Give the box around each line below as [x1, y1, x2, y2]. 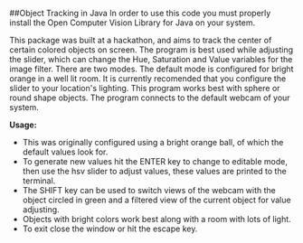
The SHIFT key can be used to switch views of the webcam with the [22, 185, 276, 195]
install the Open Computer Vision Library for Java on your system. [9, 17, 256, 28]
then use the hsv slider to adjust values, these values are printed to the [22, 166, 287, 176]
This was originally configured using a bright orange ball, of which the [22, 137, 284, 147]
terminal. [22, 175, 56, 186]
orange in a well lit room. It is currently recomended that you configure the [9, 73, 287, 84]
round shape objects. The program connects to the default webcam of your [9, 92, 291, 103]
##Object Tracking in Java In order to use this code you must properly [9, 8, 271, 18]
